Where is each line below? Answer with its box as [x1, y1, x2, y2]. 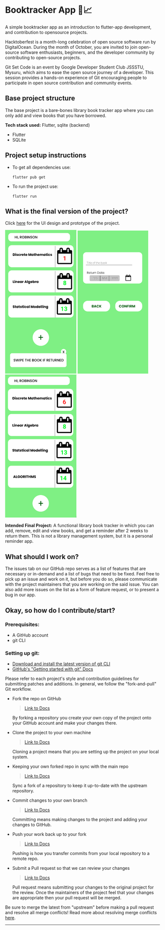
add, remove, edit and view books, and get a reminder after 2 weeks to [5, 528, 148, 534]
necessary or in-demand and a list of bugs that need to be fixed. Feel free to [5, 571, 160, 577]
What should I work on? [5, 552, 79, 561]
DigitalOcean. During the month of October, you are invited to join [5, 44, 137, 50]
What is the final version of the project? [5, 207, 129, 215]
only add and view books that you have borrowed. [5, 112, 107, 118]
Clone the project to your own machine [12, 730, 91, 736]
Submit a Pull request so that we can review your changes [12, 865, 130, 871]
